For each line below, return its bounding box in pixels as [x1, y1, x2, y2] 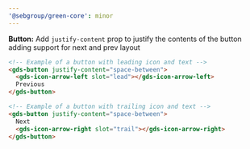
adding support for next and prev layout [8, 42, 141, 52]
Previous [15, 81, 45, 89]
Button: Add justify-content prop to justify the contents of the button [8, 34, 242, 43]
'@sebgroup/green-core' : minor [8, 11, 114, 20]
